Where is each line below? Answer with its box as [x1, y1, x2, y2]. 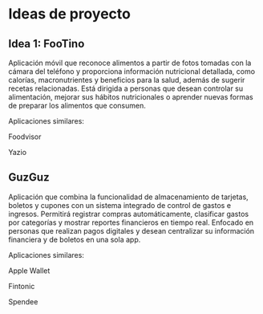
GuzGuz [8, 170, 50, 185]
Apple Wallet [8, 266, 51, 275]
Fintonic [8, 281, 35, 291]
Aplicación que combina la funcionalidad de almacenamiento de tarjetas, [8, 192, 249, 202]
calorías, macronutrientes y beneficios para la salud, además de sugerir [8, 75, 245, 84]
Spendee [8, 296, 38, 306]
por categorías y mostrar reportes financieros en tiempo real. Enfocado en [8, 218, 254, 227]
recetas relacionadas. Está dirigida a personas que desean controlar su [8, 84, 244, 93]
